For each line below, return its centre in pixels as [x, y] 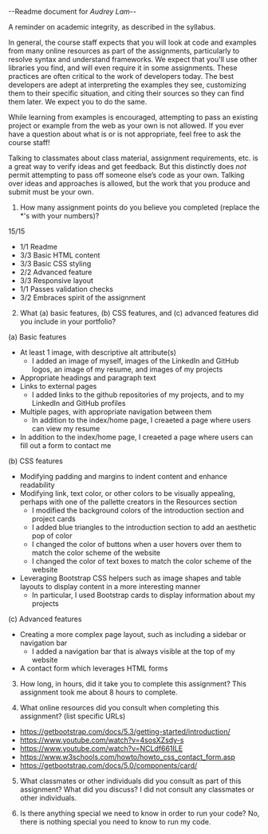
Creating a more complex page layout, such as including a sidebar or [133, 634]
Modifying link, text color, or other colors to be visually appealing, [127, 493]
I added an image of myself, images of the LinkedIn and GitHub [135, 361]
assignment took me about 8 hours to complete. [99, 692]
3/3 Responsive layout [57, 281]
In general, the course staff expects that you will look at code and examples [132, 42]
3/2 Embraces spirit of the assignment [83, 297]
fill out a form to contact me [65, 445]
